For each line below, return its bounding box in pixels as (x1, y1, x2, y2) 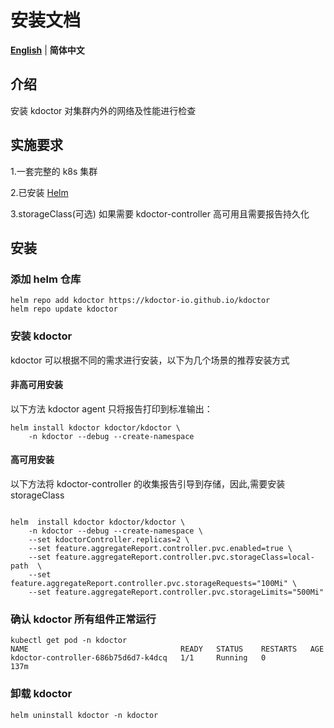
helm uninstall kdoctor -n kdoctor (10, 710, 159, 720)
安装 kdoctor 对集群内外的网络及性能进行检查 (10, 104, 197, 116)
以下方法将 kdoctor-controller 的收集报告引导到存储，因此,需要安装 (10, 477, 286, 490)
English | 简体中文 (10, 44, 85, 56)
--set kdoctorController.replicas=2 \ (28, 534, 190, 545)
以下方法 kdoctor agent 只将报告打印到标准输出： (10, 402, 213, 415)
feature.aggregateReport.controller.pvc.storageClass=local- (54, 552, 315, 562)
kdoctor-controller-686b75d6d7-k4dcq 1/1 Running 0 (10, 653, 267, 663)
